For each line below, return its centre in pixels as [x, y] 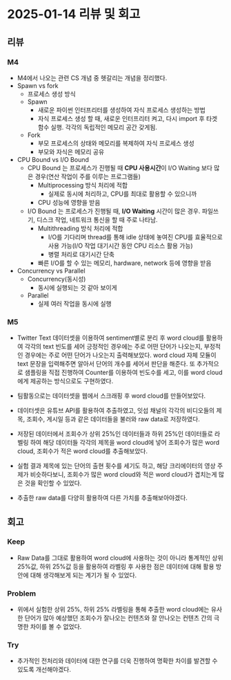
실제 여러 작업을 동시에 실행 [74, 303]
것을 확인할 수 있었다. [53, 483]
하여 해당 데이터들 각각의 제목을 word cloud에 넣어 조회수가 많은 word [125, 443]
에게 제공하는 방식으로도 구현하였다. [65, 381]
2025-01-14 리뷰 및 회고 [74, 14]
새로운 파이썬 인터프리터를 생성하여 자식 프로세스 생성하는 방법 [121, 110]
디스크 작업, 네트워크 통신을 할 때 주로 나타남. [97, 219]
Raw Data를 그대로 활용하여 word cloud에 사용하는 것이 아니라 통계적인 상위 [120, 558]
